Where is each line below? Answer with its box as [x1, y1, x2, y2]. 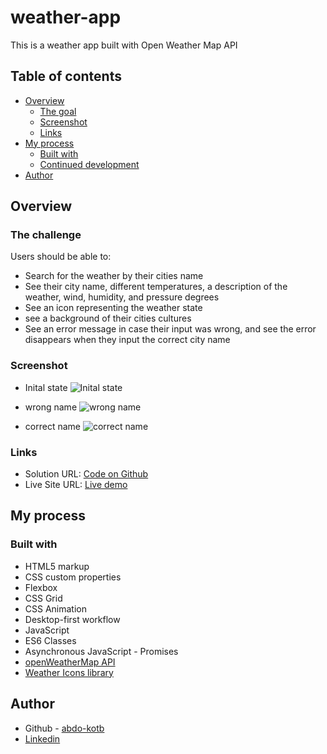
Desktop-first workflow [24, 613, 121, 625]
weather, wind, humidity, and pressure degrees [24, 291, 220, 303]
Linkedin [24, 732, 61, 745]
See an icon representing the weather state [24, 302, 203, 314]
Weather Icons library [24, 666, 114, 678]
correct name [24, 420, 81, 432]
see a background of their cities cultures [24, 312, 192, 325]
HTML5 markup [24, 560, 90, 572]
